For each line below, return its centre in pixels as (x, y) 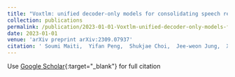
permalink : (23, 27)
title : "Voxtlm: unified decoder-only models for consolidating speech (114, 14)
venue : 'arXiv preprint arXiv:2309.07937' (70, 40)
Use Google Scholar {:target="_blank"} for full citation (84, 66)
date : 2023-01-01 (33, 33)
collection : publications (45, 20)
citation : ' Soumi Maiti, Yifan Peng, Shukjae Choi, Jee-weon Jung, (114, 46)
